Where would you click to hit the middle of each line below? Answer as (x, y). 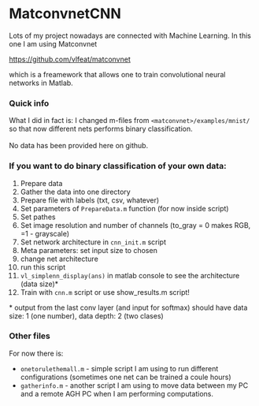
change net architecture (59, 259)
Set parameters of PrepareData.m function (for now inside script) (124, 208)
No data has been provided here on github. (79, 146)
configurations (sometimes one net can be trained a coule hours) (126, 377)
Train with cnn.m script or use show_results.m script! (105, 292)
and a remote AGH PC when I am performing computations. (117, 393)
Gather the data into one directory (75, 192)
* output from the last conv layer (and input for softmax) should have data (128, 307)
